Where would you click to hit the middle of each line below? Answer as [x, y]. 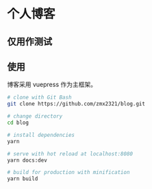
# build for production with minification [68, 173]
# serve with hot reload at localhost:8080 [70, 154]
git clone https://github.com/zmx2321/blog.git [76, 104]
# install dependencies [41, 135]
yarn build [23, 179]
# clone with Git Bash [39, 98]
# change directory [35, 116]
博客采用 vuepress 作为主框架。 [52, 85]
